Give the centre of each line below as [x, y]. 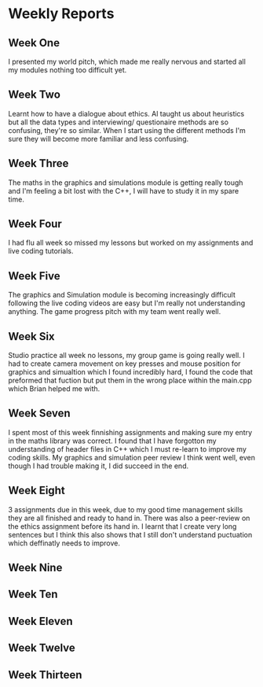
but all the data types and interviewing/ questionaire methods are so [119, 122]
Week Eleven [40, 621]
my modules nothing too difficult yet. [68, 70]
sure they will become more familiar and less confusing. [99, 139]
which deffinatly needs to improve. [64, 543]
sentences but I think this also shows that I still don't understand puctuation [130, 534]
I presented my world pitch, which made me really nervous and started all [127, 61]
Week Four [35, 224]
